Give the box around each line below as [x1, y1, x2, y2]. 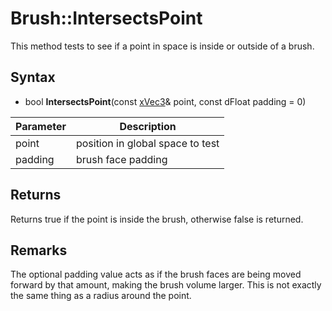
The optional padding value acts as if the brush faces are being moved [10, 268, 302, 281]
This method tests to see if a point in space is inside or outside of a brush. [10, 40, 315, 52]
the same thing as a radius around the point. [10, 290, 192, 302]
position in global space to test [75, 136, 220, 150]
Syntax [10, 69, 56, 86]
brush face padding [75, 152, 168, 166]
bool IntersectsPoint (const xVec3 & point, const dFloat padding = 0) [24, 95, 307, 107]
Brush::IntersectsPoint [10, 7, 203, 30]
